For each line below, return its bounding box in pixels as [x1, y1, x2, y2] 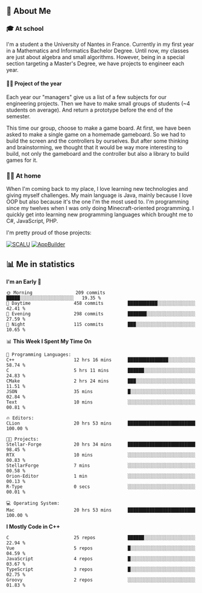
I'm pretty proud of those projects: [6, 229, 92, 236]
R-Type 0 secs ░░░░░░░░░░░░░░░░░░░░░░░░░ [6, 484, 196, 490]
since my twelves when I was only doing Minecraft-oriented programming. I [6, 205, 194, 212]
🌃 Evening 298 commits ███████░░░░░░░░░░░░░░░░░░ [6, 311, 196, 317]
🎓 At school [6, 25, 44, 33]
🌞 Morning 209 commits [6, 290, 106, 296]
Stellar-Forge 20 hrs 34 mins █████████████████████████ [6, 441, 196, 447]
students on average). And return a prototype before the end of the [6, 106, 173, 114]
